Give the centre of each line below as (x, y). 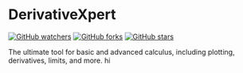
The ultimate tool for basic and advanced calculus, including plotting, (121, 52)
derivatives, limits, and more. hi (59, 60)
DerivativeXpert (63, 15)
